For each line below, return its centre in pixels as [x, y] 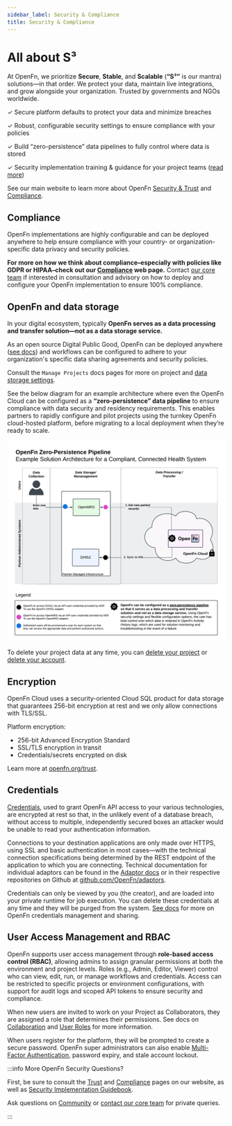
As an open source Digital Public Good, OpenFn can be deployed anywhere [115, 344]
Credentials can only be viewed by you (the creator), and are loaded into [111, 893]
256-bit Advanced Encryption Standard [74, 740]
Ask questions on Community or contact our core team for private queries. [114, 1102]
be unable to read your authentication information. [79, 829]
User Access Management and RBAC [89, 937]
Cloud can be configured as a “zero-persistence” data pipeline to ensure [114, 401]
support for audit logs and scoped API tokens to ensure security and [105, 991]
